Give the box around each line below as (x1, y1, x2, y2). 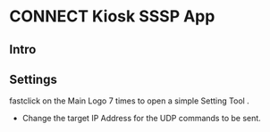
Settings (9, 71, 58, 87)
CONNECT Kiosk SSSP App (9, 6, 215, 27)
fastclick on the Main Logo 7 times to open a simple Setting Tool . (9, 95, 250, 106)
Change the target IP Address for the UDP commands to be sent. (21, 113, 261, 124)
